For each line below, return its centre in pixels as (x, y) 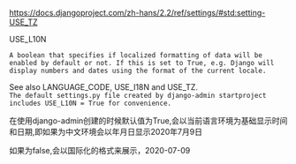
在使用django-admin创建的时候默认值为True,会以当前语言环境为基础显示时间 (148, 121)
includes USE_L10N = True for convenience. (91, 103)
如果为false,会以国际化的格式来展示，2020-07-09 (100, 150)
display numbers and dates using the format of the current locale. (138, 71)
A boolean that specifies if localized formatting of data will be (136, 56)
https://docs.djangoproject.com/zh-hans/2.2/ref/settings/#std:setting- (137, 13)
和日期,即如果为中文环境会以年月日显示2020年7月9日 (106, 132)
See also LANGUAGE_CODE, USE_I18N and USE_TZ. (104, 87)
